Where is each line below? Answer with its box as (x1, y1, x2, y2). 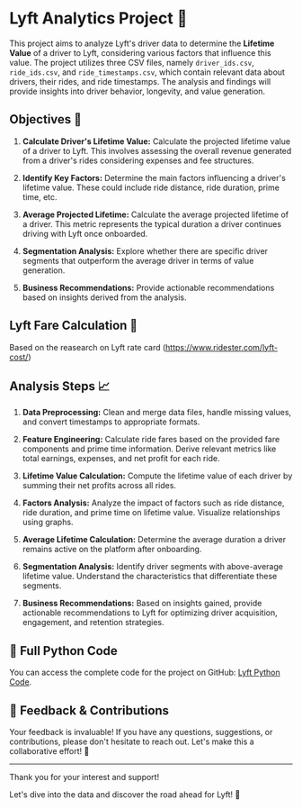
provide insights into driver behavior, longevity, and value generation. (9, 86, 266, 96)
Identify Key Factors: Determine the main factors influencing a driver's (22, 172, 286, 183)
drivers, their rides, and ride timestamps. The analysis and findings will (9, 76, 271, 86)
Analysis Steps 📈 (9, 378, 111, 394)
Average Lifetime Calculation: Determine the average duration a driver (22, 534, 286, 545)
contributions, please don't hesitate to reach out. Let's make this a (9, 736, 254, 747)
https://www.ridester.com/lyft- (164, 341, 279, 352)
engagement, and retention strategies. (22, 617, 164, 628)
